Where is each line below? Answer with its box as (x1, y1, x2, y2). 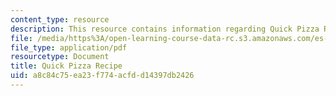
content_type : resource (10, 14, 110, 25)
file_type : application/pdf (10, 42, 128, 53)
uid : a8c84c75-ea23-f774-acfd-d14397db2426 (10, 71, 195, 81)
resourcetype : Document (10, 52, 110, 62)
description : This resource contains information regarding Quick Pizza (10, 24, 320, 34)
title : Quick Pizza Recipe (10, 61, 123, 71)
